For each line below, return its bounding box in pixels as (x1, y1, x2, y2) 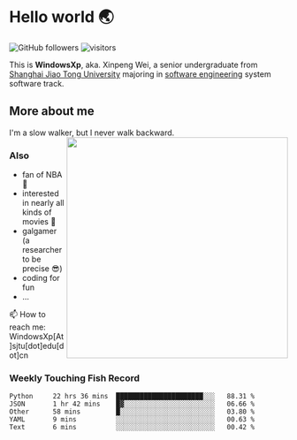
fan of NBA (21, 170, 63, 180)
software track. (9, 78, 65, 88)
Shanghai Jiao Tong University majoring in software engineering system (9, 68, 271, 80)
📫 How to (9, 309, 46, 320)
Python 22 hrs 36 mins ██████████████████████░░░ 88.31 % (9, 392, 255, 401)
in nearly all (21, 198, 65, 209)
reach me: (9, 322, 46, 332)
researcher (21, 245, 63, 255)
